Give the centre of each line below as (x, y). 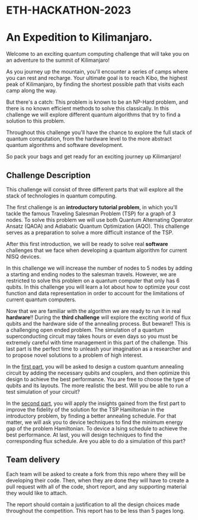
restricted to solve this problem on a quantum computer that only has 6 (93, 280)
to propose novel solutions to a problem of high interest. (75, 355)
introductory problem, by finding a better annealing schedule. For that (91, 416)
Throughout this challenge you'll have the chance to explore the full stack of (99, 133)
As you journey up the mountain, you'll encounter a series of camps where (97, 72)
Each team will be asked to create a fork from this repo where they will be (96, 474)
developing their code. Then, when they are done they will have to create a (98, 480)
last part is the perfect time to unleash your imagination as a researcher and (99, 349)
